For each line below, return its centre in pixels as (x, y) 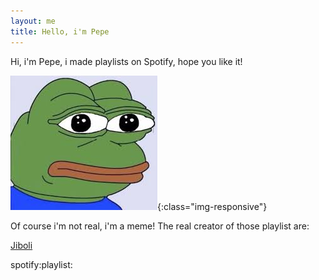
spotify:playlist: (41, 264)
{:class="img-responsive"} (212, 206)
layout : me (33, 21)
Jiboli (21, 245)
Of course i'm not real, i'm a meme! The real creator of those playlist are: (160, 226)
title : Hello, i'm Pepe (60, 31)
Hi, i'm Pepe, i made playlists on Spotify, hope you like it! (126, 61)
